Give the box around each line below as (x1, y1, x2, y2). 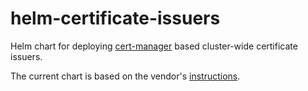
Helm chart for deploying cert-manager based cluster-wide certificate (10, 40, 298, 52)
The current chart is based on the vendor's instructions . (10, 70, 241, 82)
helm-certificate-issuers (10, 7, 221, 30)
